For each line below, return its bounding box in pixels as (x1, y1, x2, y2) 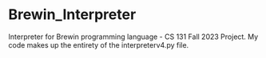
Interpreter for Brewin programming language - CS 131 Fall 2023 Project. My (8, 32, 259, 41)
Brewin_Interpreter (8, 6, 137, 24)
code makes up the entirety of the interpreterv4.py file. (8, 40, 189, 49)
